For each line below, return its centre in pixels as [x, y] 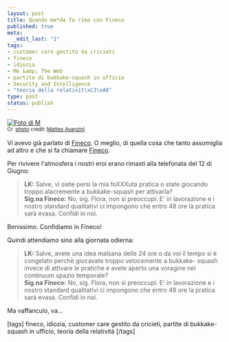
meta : [15, 33]
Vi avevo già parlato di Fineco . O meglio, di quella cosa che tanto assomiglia [115, 142]
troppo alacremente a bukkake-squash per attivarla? [98, 191]
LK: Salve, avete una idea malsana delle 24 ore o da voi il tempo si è [120, 253]
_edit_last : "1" [36, 39]
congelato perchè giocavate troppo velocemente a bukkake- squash [121, 260]
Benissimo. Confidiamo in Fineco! [54, 226]
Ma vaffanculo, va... [35, 310]
